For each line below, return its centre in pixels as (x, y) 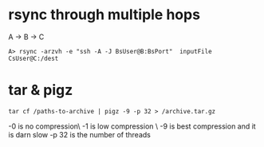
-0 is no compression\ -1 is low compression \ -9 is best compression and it (132, 126)
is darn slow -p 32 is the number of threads (80, 134)
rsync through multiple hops (104, 15)
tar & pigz (41, 90)
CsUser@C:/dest (33, 58)
